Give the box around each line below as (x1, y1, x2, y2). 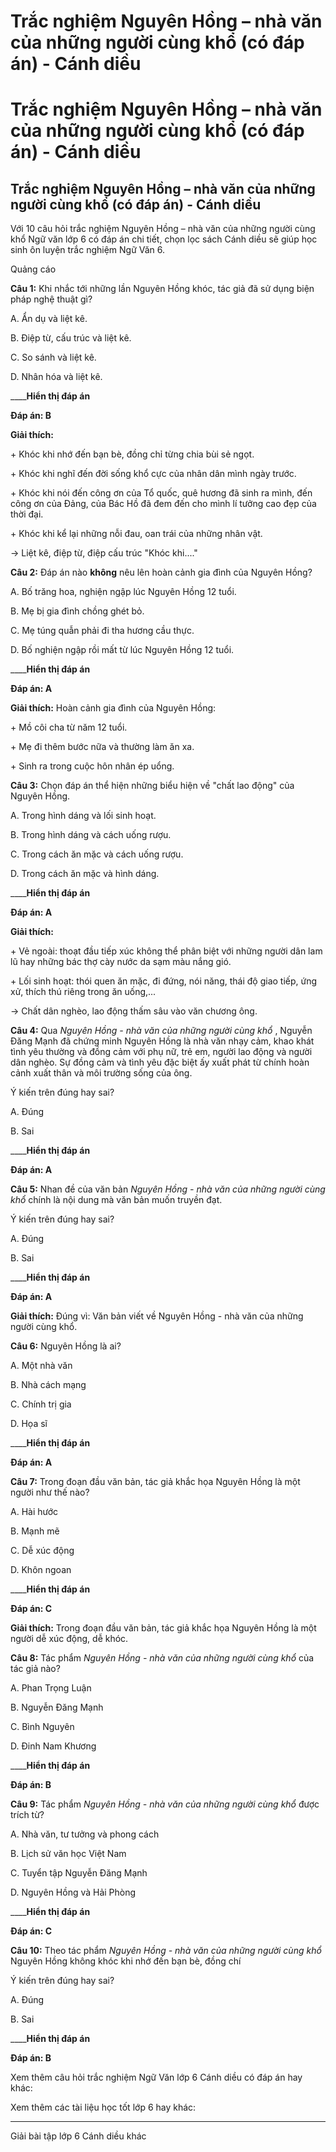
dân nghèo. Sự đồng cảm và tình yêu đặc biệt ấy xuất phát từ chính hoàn (10, 1056, 310, 1069)
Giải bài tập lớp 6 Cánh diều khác (10, 2130, 147, 2142)
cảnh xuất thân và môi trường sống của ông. (10, 1067, 193, 1079)
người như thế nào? (10, 1486, 90, 1499)
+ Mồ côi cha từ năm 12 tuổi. (10, 721, 128, 734)
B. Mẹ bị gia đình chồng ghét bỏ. (10, 605, 145, 617)
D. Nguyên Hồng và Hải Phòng (10, 1886, 137, 1899)
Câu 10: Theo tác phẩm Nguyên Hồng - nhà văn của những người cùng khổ (10, 1945, 322, 1957)
